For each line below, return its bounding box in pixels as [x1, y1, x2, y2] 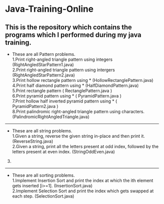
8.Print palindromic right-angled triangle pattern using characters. [12, 109, 145, 114]
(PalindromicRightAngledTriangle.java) [12, 114, 90, 120]
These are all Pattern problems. [12, 51, 76, 57]
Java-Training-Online [5, 3, 94, 15]
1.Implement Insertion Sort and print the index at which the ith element [12, 178, 154, 183]
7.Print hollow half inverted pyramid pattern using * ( [12, 98, 117, 104]
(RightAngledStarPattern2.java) [12, 72, 75, 78]
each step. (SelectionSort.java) [12, 193, 75, 199]
